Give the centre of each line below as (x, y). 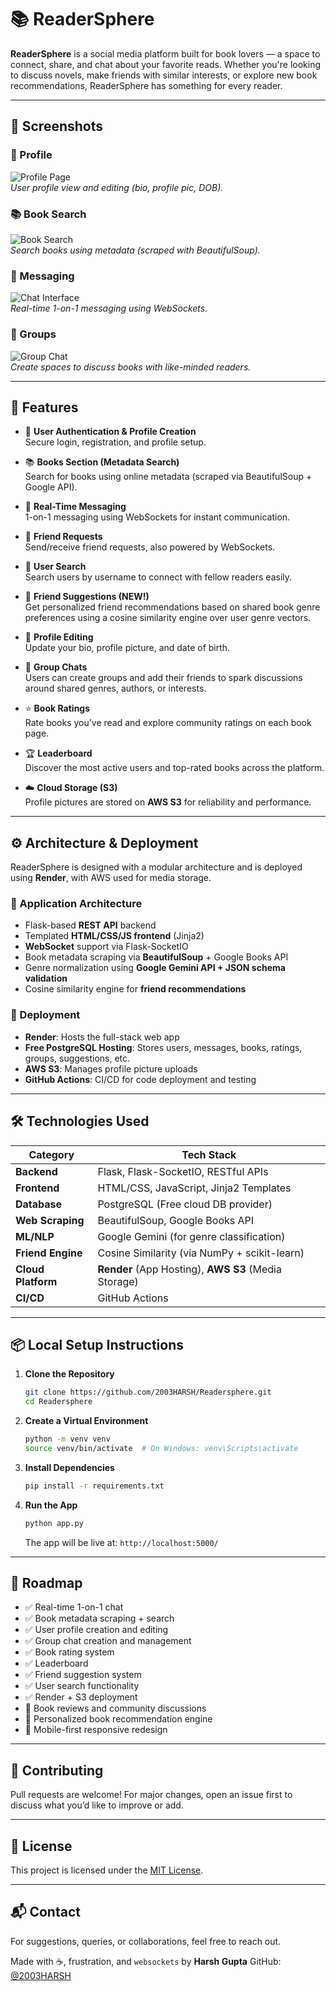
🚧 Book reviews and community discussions (115, 1708)
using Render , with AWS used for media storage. (111, 878)
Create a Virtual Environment (86, 1421)
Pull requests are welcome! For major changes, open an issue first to (151, 1795)
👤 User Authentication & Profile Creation (110, 432)
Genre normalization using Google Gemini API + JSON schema (155, 968)
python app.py (54, 1523)
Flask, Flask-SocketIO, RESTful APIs (183, 1171)
